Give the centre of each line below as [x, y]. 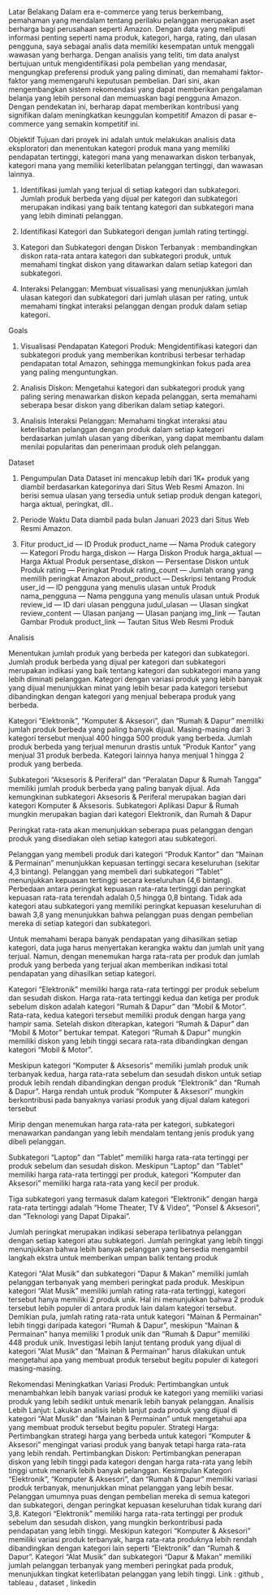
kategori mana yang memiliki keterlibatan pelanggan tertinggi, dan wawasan [136, 165]
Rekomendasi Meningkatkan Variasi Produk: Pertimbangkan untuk [119, 1384]
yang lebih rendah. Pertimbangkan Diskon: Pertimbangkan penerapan [125, 1453]
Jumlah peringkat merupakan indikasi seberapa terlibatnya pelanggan [125, 1232]
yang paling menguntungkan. [69, 372]
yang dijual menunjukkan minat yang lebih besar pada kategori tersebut [128, 688]
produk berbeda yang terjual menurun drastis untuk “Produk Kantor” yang [132, 747]
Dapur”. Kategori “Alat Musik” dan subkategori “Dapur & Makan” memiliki [130, 1557]
